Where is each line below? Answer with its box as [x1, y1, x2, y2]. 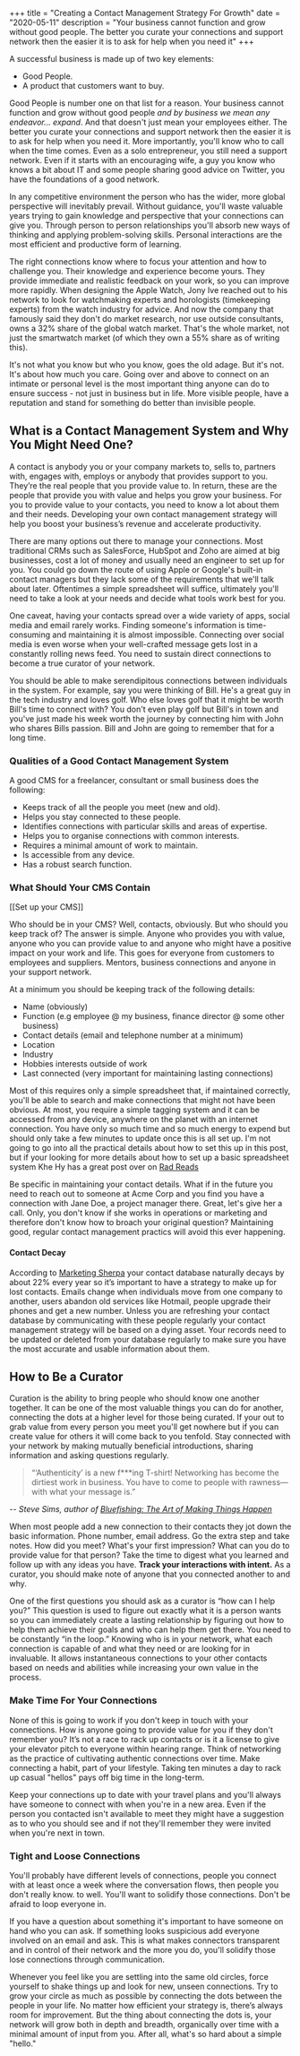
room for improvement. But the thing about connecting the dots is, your [9, 2009, 272, 2020]
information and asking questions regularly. [9, 1450, 169, 1461]
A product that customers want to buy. [21, 81, 165, 91]
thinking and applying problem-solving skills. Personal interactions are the [9, 229, 283, 240]
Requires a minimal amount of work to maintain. [21, 840, 199, 851]
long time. [9, 732, 47, 743]
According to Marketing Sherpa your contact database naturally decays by [9, 1267, 285, 1278]
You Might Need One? [9, 437, 133, 453]
